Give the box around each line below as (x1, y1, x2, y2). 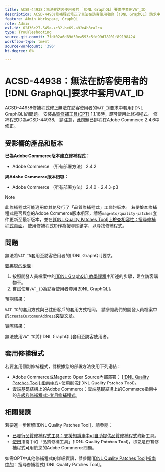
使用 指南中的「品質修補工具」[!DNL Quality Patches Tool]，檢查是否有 (12, 439, 155, 444)
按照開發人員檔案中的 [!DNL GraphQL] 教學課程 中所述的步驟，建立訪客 (12, 273, 154, 279)
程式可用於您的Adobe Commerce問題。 (16, 444, 97, 450)
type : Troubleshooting (5, 30, 52, 35)
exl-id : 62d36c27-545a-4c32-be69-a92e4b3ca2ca (5, 26, 102, 30)
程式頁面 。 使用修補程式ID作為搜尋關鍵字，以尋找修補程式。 (5, 223, 127, 229)
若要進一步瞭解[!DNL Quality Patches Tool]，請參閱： (5, 422, 113, 428)
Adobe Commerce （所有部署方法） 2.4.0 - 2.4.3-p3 (12, 184, 119, 190)
